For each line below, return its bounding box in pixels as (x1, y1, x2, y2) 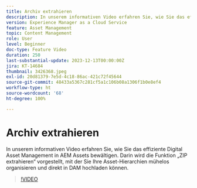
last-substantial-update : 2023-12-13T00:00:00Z (6, 57, 125, 63)
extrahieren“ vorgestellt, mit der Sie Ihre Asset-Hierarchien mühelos (6, 158, 169, 165)
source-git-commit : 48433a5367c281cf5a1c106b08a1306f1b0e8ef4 (6, 80, 161, 86)
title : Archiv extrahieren (6, 8, 72, 15)
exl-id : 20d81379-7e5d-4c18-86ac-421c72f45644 (6, 74, 122, 80)
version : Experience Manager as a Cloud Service (6, 19, 127, 25)
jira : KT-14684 (6, 63, 43, 69)
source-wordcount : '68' (6, 90, 64, 96)
